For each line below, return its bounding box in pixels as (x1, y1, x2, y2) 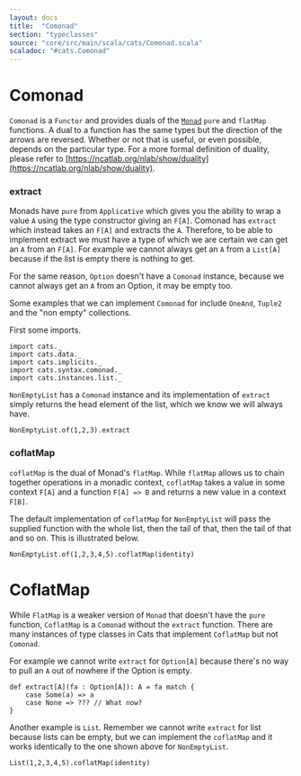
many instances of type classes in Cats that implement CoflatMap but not (9, 629, 279, 639)
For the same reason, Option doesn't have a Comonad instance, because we (9, 271, 285, 281)
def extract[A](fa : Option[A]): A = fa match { (9, 682, 195, 691)
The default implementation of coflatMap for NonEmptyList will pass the (9, 513, 271, 524)
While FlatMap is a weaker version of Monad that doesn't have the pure (9, 609, 266, 620)
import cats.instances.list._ (9, 374, 123, 383)
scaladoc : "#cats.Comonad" (9, 47, 111, 56)
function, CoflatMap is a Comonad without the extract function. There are (9, 619, 274, 629)
